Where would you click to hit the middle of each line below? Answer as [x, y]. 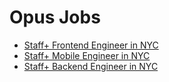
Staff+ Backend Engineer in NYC [91, 66]
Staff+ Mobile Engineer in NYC [87, 55]
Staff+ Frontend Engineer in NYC [91, 45]
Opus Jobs [55, 17]
